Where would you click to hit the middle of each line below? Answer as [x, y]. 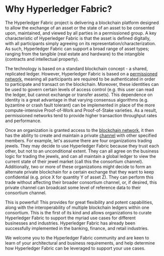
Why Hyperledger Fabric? [59, 9]
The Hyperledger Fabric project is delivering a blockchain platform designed [82, 23]
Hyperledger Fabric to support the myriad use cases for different [70, 218]
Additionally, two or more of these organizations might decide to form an [78, 166]
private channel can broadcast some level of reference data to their [73, 187]
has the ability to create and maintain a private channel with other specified [81, 135]
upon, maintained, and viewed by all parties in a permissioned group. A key [81, 33]
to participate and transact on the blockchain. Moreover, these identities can [82, 84]
